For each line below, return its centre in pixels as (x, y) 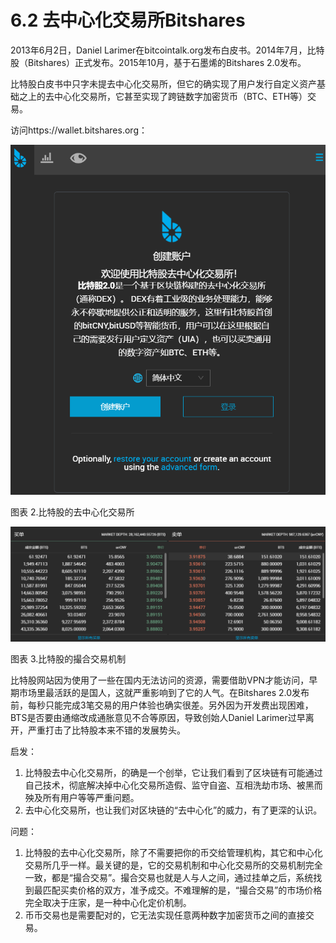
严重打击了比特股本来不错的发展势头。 (106, 730)
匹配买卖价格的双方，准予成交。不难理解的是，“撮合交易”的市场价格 (182, 890)
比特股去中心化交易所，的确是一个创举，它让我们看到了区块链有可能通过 (173, 773)
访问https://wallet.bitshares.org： (79, 130)
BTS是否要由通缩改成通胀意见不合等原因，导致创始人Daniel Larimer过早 (158, 718)
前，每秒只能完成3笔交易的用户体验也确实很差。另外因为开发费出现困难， (162, 705)
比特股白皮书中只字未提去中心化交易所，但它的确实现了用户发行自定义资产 (163, 83)
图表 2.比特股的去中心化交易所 (72, 512)
